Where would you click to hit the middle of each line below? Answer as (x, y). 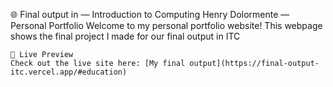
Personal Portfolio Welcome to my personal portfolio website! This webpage (166, 25)
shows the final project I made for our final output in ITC (125, 36)
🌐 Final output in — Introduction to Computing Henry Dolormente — (150, 14)
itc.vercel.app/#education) (69, 72)
